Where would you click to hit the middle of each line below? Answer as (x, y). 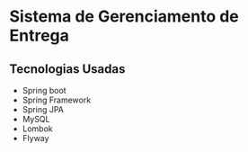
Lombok (38, 129)
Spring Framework (57, 100)
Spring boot (44, 90)
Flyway (35, 138)
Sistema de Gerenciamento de (124, 17)
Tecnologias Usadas (67, 69)
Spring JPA (43, 109)
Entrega (40, 36)
